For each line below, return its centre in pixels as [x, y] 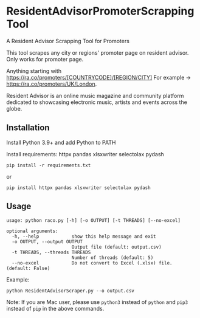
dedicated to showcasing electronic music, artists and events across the [97, 102]
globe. [14, 108]
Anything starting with [34, 71]
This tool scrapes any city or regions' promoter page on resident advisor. [98, 52]
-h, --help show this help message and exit [84, 236]
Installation [28, 128]
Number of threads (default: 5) [112, 258]
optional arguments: [33, 231]
